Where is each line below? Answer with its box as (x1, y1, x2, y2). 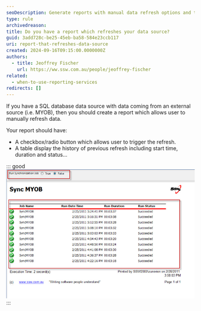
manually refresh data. (6, 115, 62, 123)
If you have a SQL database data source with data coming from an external (6, 102, 191, 110)
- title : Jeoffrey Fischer (11, 60, 79, 66)
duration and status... (14, 151, 68, 158)
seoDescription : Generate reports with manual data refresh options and (6, 10, 191, 16)
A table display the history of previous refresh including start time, (14, 145, 178, 152)
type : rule (6, 16, 33, 22)
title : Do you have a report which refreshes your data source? (6, 29, 170, 35)
